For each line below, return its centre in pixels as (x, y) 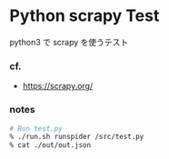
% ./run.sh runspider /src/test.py (77, 137)
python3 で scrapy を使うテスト (69, 42)
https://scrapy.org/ (58, 86)
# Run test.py (36, 128)
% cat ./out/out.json (50, 145)
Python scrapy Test (84, 16)
